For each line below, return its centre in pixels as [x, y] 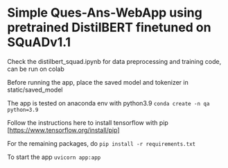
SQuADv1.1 [39, 42]
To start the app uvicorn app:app [54, 157]
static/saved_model [35, 90]
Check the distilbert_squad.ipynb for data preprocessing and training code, [114, 61]
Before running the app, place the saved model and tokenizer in [98, 82]
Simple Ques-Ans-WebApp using [105, 13]
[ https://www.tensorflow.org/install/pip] [63, 130]
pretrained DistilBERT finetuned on [109, 27]
